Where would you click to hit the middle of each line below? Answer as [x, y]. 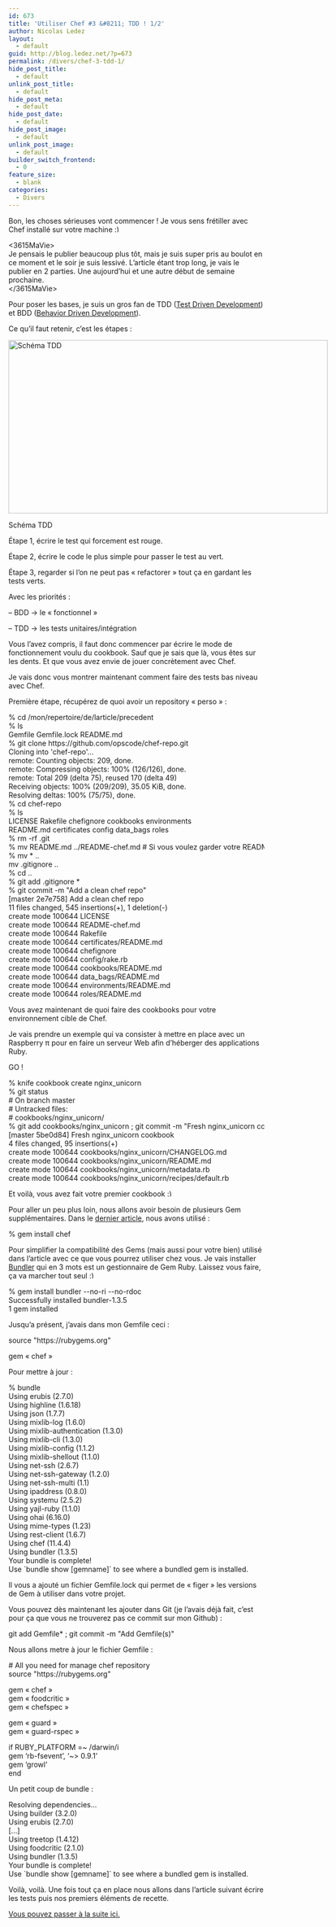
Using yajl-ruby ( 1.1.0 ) [45, 1508]
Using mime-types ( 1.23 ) [50, 1526]
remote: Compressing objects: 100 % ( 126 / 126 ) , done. [97, 769]
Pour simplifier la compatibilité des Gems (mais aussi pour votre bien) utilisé [135, 1249]
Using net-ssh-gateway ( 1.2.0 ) [59, 1474]
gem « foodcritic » [39, 1698]
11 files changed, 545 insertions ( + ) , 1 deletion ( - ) [88, 907]
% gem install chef [40, 1234]
